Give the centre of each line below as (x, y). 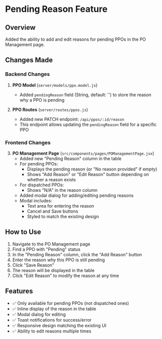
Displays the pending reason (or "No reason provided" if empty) (92, 169)
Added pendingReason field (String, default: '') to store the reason (85, 95)
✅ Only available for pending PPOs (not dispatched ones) (71, 303)
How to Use (23, 232)
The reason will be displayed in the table (53, 270)
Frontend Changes (28, 142)
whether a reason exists (51, 179)
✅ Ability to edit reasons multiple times (52, 331)
